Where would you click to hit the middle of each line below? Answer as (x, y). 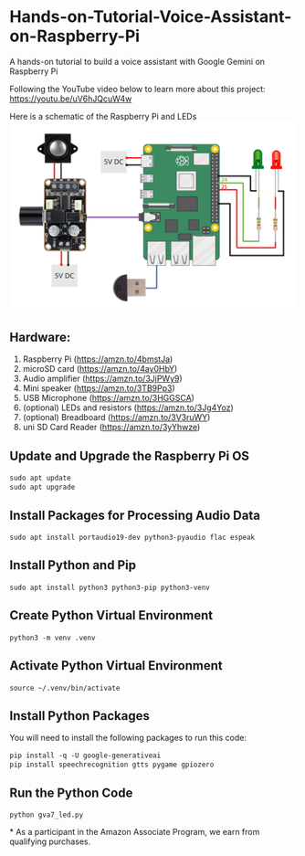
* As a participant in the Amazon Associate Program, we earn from (135, 832)
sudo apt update (40, 478)
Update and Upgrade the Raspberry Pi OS (129, 455)
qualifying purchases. (50, 841)
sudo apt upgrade (42, 487)
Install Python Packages (80, 716)
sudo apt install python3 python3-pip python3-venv (110, 587)
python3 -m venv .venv (53, 638)
